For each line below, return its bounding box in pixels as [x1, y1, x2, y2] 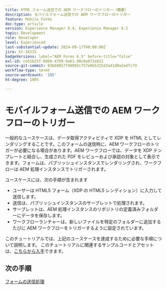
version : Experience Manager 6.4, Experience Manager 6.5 [5, 26, 128, 31]
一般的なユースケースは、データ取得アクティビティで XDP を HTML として [5, 135, 157, 141]
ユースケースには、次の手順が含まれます [5, 176, 88, 183]
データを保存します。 [21, 212, 65, 218]
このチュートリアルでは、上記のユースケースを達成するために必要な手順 [5, 235, 154, 241]
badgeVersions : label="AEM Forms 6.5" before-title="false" [5, 54, 133, 59]
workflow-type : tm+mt [5, 68, 50, 73]
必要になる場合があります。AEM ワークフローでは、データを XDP [18, 147, 152, 153]
